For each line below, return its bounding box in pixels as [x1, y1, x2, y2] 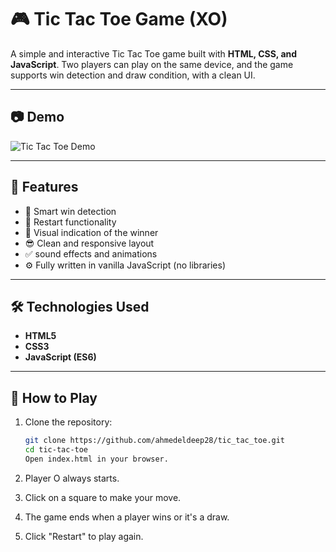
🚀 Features [10, 179, 79, 196]
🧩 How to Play [10, 389, 98, 406]
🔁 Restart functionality [24, 216, 117, 228]
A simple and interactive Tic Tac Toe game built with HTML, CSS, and [10, 47, 298, 60]
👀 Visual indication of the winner [24, 226, 159, 238]
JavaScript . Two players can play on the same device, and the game [10, 58, 294, 70]
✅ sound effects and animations [24, 247, 158, 260]
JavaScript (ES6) [24, 351, 97, 363]
